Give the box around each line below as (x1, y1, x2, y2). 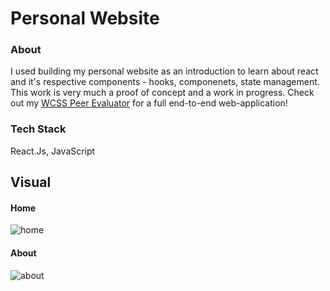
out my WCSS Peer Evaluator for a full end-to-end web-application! (10, 97, 288, 109)
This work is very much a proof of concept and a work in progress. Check (10, 87, 315, 99)
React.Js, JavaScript (10, 145, 96, 157)
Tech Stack (10, 122, 67, 136)
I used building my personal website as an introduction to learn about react (10, 65, 319, 77)
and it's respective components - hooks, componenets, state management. (10, 76, 320, 88)
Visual (10, 174, 52, 191)
